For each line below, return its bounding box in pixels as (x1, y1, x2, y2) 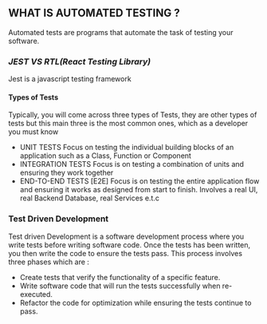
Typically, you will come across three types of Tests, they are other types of (8, 110, 257, 120)
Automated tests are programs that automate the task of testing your (8, 27, 234, 37)
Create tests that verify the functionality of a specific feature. (19, 272, 221, 282)
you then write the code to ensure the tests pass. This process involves (8, 248, 243, 258)
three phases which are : (8, 257, 90, 267)
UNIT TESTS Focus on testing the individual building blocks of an (19, 143, 234, 152)
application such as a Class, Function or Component (19, 151, 191, 160)
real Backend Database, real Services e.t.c (19, 193, 159, 203)
